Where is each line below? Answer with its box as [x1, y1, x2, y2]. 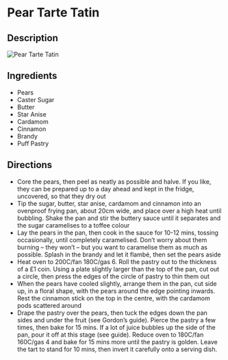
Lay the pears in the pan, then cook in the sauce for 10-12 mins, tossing [16, 228, 219, 237]
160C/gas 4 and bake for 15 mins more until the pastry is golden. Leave [16, 337, 218, 346]
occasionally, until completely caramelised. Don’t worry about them [16, 235, 207, 244]
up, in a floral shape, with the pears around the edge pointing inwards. [16, 287, 216, 295]
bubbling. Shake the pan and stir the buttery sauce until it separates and [16, 214, 221, 222]
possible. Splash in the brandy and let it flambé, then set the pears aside [16, 250, 221, 259]
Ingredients [7, 70, 58, 82]
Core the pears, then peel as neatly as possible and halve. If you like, [16, 177, 212, 186]
